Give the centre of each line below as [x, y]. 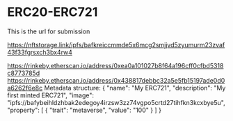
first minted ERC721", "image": [51, 95]
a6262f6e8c [25, 88]
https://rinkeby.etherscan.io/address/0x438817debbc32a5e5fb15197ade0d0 [116, 80]
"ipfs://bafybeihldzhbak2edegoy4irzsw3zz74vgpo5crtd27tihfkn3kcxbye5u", [116, 102]
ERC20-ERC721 [53, 12]
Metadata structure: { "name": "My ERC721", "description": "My [135, 88]
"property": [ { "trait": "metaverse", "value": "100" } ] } [85, 110]
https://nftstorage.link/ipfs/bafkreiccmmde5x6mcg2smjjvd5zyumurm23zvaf [116, 45]
